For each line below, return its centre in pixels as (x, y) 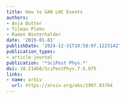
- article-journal (30, 57)
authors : (17, 18)
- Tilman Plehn (26, 29)
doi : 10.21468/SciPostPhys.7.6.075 (51, 68)
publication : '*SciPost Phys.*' (47, 63)
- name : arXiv (24, 80)
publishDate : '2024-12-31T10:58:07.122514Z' (64, 46)
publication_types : (31, 52)
